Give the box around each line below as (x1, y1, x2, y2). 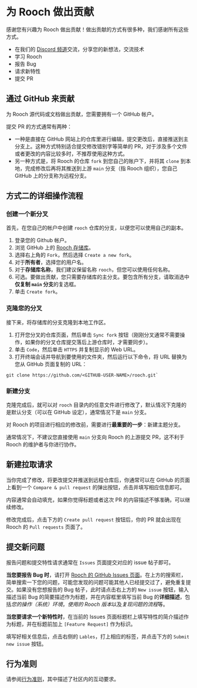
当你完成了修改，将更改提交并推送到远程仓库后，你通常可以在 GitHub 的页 (6, 476, 185, 483)
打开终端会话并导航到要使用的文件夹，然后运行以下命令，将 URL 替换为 (14, 353, 188, 360)
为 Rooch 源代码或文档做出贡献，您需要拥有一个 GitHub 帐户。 (6, 110, 157, 117)
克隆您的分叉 (6, 304, 43, 313)
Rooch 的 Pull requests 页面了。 (6, 523, 86, 530)
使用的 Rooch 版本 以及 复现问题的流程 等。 (67, 601, 168, 608)
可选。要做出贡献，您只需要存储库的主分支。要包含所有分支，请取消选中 (14, 273, 189, 280)
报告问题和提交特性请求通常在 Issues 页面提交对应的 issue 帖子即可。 (6, 558, 174, 566)
